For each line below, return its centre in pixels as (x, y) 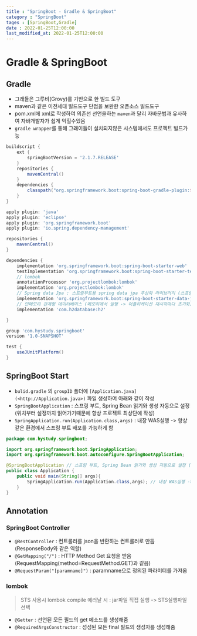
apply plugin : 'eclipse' (36, 217)
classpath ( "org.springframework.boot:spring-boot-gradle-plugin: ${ (111, 191)
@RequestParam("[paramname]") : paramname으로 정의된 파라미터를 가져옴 (101, 571)
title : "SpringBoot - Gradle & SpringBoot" (61, 11)
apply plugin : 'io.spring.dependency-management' (68, 228)
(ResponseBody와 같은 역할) (48, 548)
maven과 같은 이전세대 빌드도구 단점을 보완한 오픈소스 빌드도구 (87, 106)
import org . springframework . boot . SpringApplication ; (72, 449)
